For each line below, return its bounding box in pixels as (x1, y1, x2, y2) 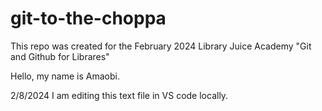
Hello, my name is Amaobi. (10, 70, 120, 82)
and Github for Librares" (10, 50, 110, 62)
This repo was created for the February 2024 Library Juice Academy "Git (10, 40, 312, 52)
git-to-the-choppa (10, 7, 167, 30)
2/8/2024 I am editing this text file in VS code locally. (10, 89, 229, 101)
